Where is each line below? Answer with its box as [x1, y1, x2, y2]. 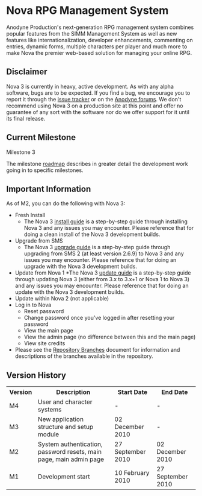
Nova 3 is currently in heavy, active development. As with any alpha [6, 83, 174, 90]
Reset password [23, 308, 64, 315]
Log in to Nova [14, 301, 52, 308]
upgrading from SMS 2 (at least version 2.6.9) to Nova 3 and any [23, 250, 185, 257]
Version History [6, 370, 66, 380]
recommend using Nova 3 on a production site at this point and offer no [6, 102, 183, 109]
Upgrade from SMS [14, 237, 63, 244]
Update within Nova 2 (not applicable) [14, 295, 109, 302]
